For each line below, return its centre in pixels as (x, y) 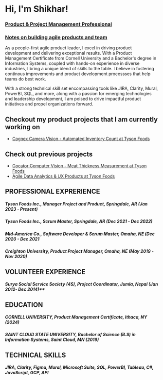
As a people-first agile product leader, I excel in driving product (69, 48)
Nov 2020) (16, 257)
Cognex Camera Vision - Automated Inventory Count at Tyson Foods (81, 139)
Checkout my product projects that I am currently (81, 119)
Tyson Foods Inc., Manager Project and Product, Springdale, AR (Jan (76, 204)
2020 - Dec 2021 (22, 239)
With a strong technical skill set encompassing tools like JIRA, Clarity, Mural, (81, 88)
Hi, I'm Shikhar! (37, 9)
